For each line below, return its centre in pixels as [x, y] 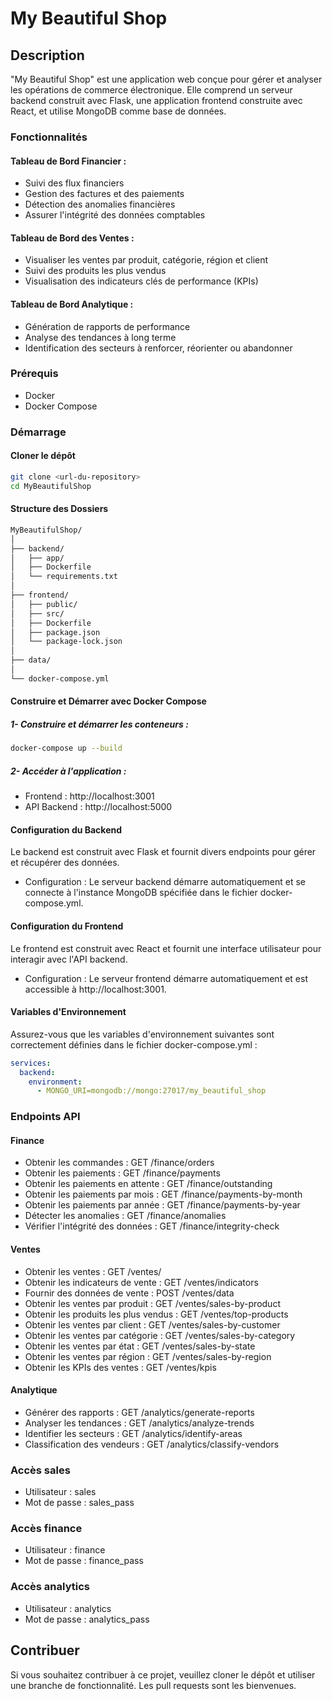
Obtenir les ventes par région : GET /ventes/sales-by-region [148, 1356]
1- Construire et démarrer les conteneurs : [99, 724]
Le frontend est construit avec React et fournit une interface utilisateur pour [166, 948]
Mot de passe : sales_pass [79, 1503]
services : [31, 1063]
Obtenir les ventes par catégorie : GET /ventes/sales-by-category [160, 1335]
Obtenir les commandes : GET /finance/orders [119, 1163]
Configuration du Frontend [67, 926]
